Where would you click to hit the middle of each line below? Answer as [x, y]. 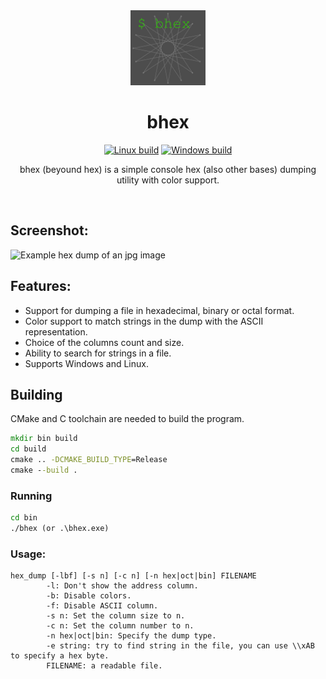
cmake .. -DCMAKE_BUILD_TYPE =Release [89, 460]
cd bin [24, 518]
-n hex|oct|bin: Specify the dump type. [131, 636]
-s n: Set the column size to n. [116, 616]
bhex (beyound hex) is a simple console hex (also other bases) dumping [168, 169]
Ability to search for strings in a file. [98, 353]
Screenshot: [49, 230]
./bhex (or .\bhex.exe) [60, 529]
